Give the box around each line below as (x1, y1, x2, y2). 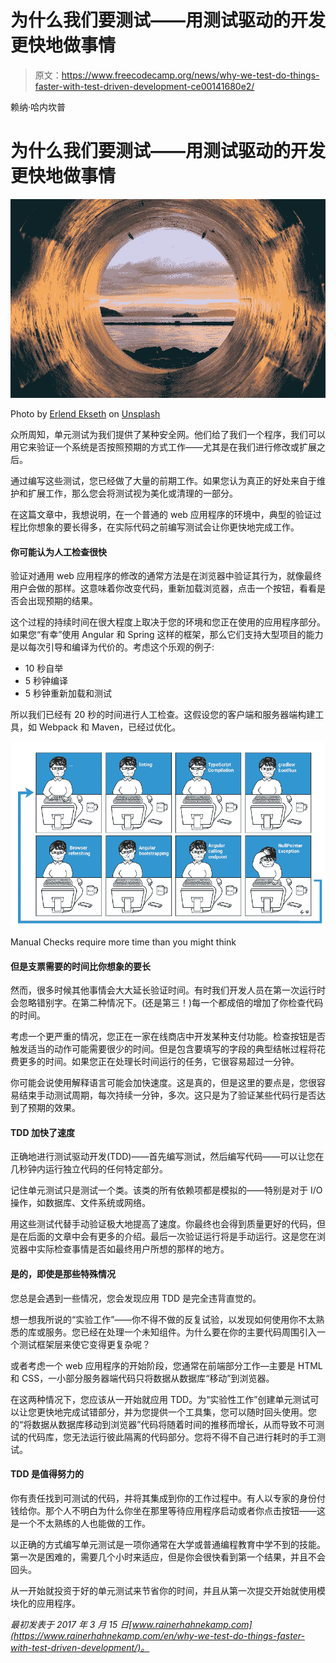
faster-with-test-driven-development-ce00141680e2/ (34, 80, 255, 92)
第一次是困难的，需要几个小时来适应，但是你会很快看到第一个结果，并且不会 (10, 1551, 326, 1563)
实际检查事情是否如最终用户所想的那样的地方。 (36, 1243, 230, 1255)
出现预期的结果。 (27, 595, 98, 607)
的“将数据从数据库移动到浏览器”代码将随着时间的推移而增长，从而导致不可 (10, 1418, 317, 1430)
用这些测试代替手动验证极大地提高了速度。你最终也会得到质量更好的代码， (10, 1218, 317, 1230)
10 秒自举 (24, 662, 64, 675)
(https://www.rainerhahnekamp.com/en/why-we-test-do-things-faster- (10, 1629, 305, 1641)
